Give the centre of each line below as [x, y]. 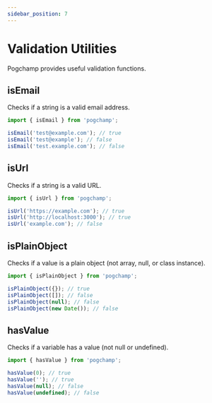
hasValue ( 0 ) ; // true [39, 373]
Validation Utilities [62, 48]
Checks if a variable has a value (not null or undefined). [88, 347]
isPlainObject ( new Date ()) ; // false [63, 308]
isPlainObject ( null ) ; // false [53, 302]
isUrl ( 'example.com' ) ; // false [55, 224]
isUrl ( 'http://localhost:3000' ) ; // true [69, 217]
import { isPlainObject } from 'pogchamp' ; [72, 276]
